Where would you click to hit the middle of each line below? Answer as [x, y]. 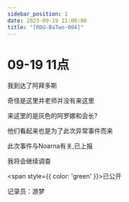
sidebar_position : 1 [38, 14]
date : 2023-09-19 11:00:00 [47, 21]
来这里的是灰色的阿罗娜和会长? [52, 116]
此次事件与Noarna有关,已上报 [50, 146]
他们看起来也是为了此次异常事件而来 [60, 131]
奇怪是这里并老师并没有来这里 [51, 101]
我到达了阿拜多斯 [32, 85]
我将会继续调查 [29, 161]
